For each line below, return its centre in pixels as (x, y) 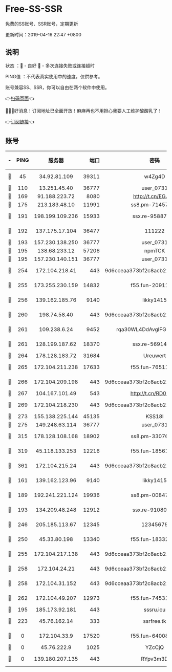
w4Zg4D (155, 176)
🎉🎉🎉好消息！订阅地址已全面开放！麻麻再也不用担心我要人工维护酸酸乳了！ (84, 111)
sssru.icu (155, 610)
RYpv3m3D (154, 659)
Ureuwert (155, 355)
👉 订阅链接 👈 (20, 121)
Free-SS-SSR (34, 9)
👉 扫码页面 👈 (20, 98)
